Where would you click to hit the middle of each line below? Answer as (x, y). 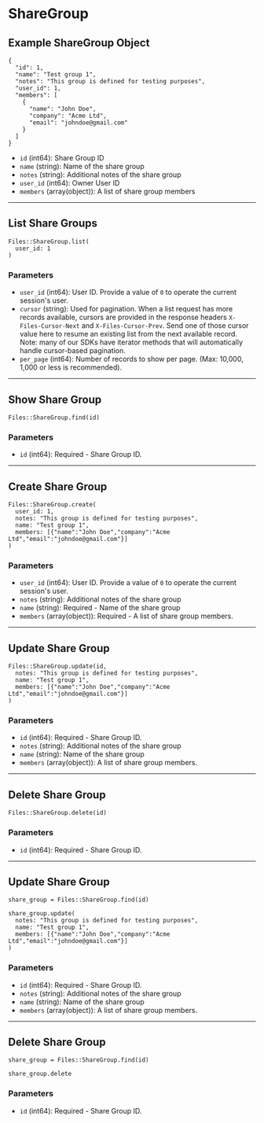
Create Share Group (58, 486)
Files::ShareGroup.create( (52, 505)
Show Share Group (55, 399)
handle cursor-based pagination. (72, 351)
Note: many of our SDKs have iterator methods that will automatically (131, 342)
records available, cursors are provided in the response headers (123, 317)
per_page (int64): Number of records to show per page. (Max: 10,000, (131, 359)
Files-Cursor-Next (49, 326)
